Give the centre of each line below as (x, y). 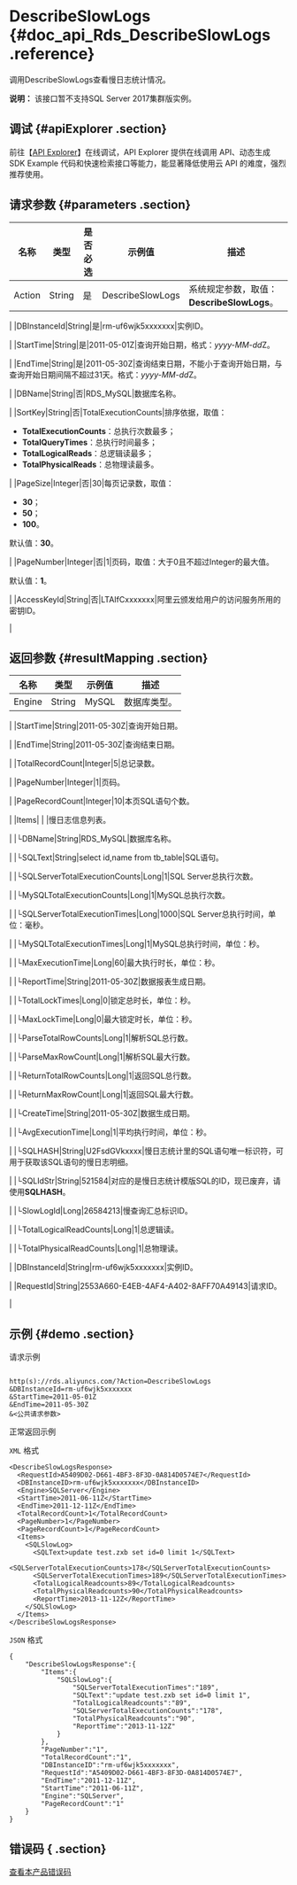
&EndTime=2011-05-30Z (49, 1405)
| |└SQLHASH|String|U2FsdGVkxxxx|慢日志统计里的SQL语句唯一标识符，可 (147, 1151)
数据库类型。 (150, 702)
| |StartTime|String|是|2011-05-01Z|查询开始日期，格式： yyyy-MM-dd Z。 (142, 345)
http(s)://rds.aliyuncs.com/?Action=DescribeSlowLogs (110, 1382)
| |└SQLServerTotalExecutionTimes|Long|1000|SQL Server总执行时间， (139, 914)
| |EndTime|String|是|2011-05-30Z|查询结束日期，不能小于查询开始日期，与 (146, 363)
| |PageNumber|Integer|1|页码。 (67, 782)
